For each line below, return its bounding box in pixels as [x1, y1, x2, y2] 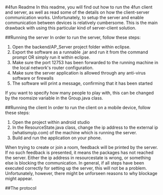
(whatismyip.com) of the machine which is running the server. [12, 130, 137, 135]
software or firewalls [12, 75, 54, 81]
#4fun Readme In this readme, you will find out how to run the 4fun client [5, 4, 153, 10]
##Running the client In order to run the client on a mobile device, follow [5, 105, 151, 110]
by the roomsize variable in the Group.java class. [5, 95, 103, 101]
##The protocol [5, 185, 37, 191]
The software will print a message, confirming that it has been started [12, 80, 153, 86]
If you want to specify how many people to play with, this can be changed [5, 90, 154, 96]
